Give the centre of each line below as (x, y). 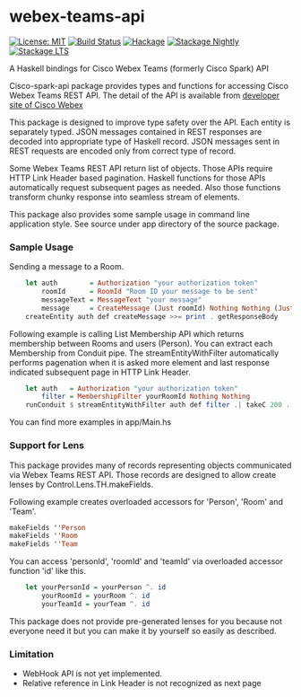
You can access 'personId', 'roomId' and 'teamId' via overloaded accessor (146, 561)
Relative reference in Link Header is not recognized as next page (142, 684)
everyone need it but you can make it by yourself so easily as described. (143, 631)
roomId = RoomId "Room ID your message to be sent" (150, 292)
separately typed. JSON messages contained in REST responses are (136, 131)
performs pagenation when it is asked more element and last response (140, 362)
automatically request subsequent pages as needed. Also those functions (145, 187)
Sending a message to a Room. (67, 267)
